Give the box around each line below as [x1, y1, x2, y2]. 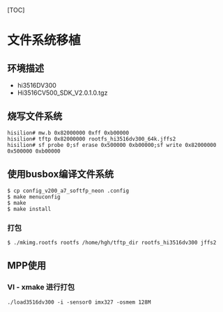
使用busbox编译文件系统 [7, 169, 114, 180]
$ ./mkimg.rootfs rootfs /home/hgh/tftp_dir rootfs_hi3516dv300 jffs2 [7, 239, 217, 246]
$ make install [7, 205, 52, 212]
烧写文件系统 [7, 111, 63, 123]
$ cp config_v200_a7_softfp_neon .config [7, 187, 130, 194]
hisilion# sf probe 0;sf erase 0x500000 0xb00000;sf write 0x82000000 [7, 141, 217, 148]
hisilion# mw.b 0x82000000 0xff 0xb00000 [7, 129, 130, 136]
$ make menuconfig [7, 193, 61, 201]
